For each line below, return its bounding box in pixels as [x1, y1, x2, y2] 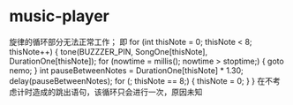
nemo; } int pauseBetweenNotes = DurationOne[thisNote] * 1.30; [9, 64, 244, 76]
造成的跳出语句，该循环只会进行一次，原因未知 [32, 86, 203, 97]
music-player [9, 6, 110, 26]
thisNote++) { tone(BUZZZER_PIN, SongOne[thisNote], [9, 46, 208, 56]
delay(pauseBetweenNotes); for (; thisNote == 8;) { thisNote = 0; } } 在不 [9, 75, 274, 86]
